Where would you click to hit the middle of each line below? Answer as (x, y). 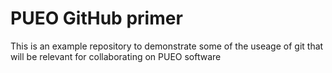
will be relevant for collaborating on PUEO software (116, 56)
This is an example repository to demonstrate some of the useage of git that (167, 46)
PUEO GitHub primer (96, 18)
